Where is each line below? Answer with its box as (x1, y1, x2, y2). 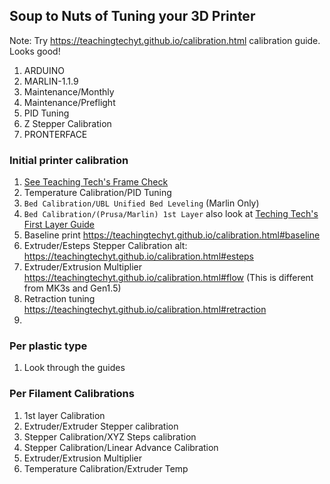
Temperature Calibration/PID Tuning (23, 187, 172, 199)
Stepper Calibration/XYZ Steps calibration (23, 430, 197, 443)
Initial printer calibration (9, 153, 129, 167)
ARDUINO (23, 64, 65, 76)
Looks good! (9, 45, 61, 57)
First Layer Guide (23, 219, 96, 231)
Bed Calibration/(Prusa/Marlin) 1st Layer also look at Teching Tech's (23, 208, 319, 220)
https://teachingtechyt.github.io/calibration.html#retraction (23, 304, 267, 316)
